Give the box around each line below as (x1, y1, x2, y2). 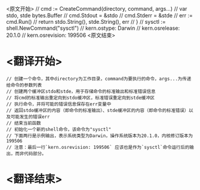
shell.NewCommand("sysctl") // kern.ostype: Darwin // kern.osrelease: (6, 24, 180, 32)
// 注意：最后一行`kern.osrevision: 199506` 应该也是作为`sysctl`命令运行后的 (6, 144, 190, 150)
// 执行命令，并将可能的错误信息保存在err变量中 (6, 101, 112, 107)
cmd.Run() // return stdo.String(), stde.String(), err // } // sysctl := (6, 18, 166, 25)
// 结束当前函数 (6, 120, 41, 126)
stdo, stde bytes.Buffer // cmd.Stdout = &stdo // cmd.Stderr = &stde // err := (6, 12, 193, 19)
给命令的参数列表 (6, 82, 42, 88)
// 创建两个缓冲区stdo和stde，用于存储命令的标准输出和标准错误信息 (6, 88, 156, 94)
